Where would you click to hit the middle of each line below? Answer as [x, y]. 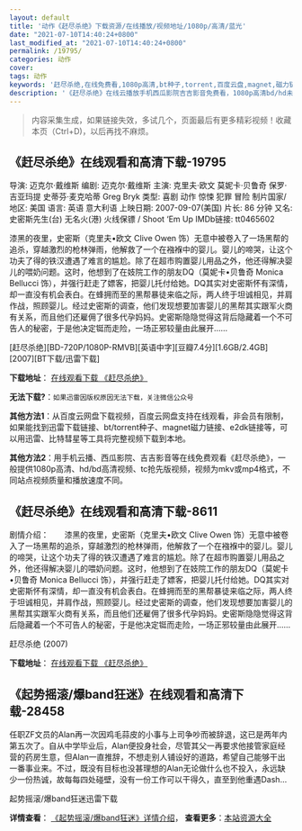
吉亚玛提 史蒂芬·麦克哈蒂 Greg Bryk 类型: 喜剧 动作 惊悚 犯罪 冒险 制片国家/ [148, 197]
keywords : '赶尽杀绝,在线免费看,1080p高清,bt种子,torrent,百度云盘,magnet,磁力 [149, 85]
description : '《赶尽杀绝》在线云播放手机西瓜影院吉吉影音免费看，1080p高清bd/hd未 [151, 93]
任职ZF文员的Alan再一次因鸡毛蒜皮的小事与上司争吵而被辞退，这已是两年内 [148, 734]
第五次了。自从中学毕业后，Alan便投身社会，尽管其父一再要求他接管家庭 [144, 745]
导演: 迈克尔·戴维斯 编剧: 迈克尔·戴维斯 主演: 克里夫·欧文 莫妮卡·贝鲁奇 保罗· [148, 185]
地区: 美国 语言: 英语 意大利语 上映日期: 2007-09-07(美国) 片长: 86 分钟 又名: [151, 208]
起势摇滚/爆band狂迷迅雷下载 [64, 799]
